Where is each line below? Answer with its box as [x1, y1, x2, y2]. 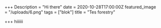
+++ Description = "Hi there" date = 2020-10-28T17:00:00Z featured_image [4, 4, 156, 10]
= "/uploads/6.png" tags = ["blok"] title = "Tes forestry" [4, 9, 115, 15]
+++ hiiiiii [4, 19, 23, 24]
